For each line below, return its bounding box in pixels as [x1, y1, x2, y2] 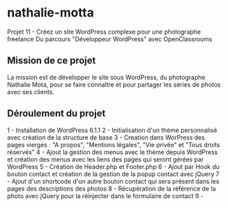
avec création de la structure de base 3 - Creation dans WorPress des [7, 133, 205, 142]
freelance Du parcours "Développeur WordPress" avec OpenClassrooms [7, 34, 213, 43]
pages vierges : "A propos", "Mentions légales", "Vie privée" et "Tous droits [7, 140, 220, 149]
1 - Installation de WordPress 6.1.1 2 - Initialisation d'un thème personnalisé [7, 126, 218, 134]
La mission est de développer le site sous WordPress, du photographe [7, 73, 206, 81]
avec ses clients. [7, 87, 55, 96]
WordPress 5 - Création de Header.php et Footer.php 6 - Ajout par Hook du [7, 162, 220, 171]
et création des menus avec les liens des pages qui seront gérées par [7, 155, 204, 163]
